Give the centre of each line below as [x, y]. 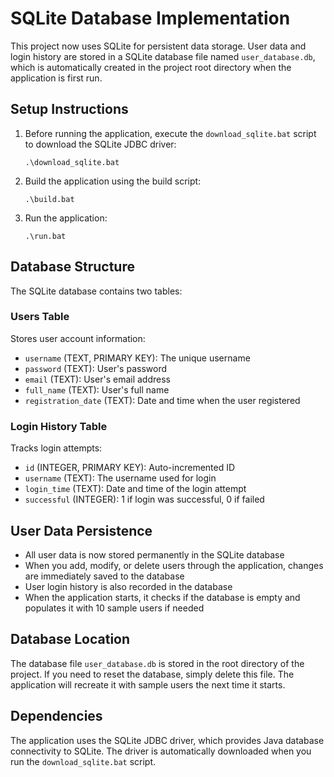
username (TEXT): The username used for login [120, 478]
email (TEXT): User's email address [97, 379]
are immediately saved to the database [104, 576]
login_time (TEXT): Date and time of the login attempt [135, 489]
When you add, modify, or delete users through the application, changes [174, 565]
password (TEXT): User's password [96, 368]
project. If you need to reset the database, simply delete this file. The [152, 674]
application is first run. [56, 78]
